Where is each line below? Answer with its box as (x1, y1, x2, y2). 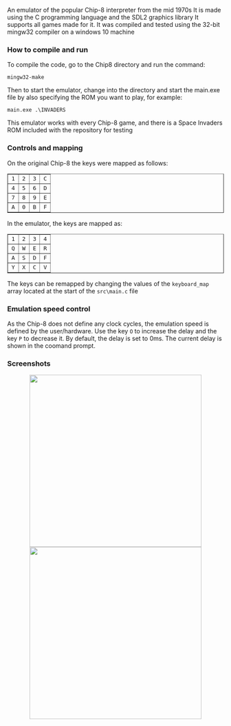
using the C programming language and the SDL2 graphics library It (7, 13, 199, 21)
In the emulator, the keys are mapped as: (7, 219, 122, 227)
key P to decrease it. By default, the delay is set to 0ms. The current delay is (7, 334, 222, 342)
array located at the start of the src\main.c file (7, 287, 139, 295)
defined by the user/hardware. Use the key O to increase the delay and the (7, 326, 217, 335)
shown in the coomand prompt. (7, 341, 96, 350)
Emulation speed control (7, 304, 91, 313)
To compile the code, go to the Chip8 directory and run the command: (7, 61, 206, 69)
